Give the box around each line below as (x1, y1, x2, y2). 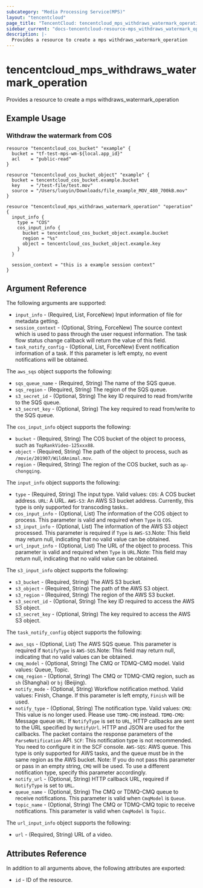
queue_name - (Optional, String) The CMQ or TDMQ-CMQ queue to (14, 788, 179, 795)
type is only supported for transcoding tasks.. (14, 503, 129, 511)
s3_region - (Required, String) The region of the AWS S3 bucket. (14, 591, 175, 599)
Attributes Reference (6, 848, 87, 859)
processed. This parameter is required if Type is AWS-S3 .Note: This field (14, 529, 190, 537)
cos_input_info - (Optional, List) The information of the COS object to (14, 510, 188, 517)
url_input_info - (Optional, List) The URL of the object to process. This (14, 542, 193, 549)
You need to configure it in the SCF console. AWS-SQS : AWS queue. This (14, 743, 192, 751)
